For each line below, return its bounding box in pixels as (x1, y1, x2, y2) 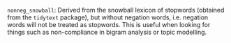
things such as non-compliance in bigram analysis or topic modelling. (7, 28, 207, 36)
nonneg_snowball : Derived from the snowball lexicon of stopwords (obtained (7, 6, 225, 14)
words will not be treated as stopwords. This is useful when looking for (7, 21, 211, 28)
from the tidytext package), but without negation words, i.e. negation (7, 13, 209, 21)
